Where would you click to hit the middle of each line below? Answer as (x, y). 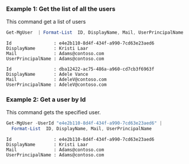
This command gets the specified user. (54, 112)
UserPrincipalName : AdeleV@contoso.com (57, 85)
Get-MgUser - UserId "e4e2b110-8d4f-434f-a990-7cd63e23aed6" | (84, 123)
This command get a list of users (46, 22)
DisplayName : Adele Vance (47, 75)
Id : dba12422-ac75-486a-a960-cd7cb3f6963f (80, 69)
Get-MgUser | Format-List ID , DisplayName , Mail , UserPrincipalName (95, 33)
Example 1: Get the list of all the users (61, 9)
